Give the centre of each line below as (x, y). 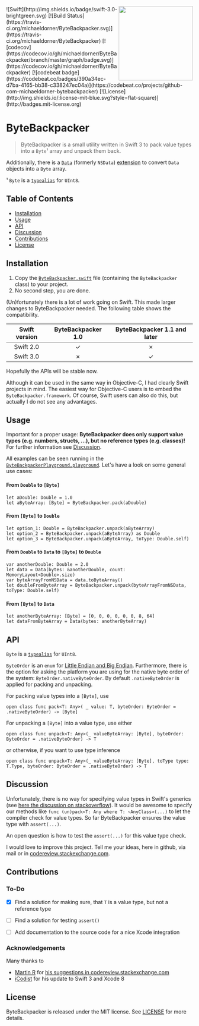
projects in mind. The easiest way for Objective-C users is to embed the (94, 389)
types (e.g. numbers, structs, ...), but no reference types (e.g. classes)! (96, 441)
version (27, 336)
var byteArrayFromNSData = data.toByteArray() (65, 580)
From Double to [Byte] (33, 484)
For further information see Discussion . (54, 447)
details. (15, 1018)
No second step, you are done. (52, 290)
